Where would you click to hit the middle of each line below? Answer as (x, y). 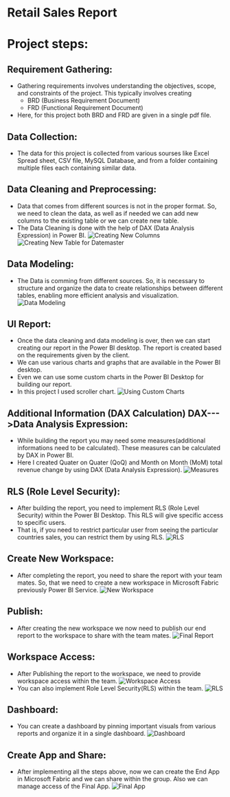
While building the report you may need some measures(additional (111, 440)
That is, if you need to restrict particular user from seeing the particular (117, 530)
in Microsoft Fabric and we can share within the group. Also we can (112, 779)
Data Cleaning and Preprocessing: (82, 189)
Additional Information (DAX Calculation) (97, 413)
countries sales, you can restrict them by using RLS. (91, 537)
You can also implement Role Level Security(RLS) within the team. (110, 688)
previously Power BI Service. (58, 590)
